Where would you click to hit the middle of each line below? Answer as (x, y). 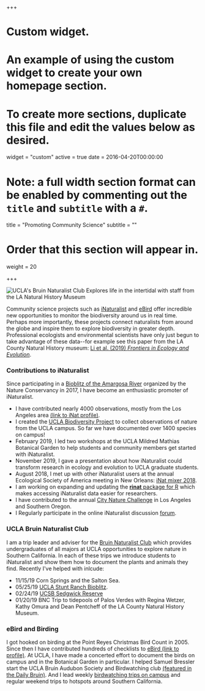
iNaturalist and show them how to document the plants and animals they (97, 562)
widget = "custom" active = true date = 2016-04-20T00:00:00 (85, 157)
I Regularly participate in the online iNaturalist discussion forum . (96, 513)
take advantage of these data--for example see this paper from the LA (95, 342)
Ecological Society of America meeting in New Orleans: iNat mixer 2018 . (106, 481)
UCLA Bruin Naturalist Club (47, 529)
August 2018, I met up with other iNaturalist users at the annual (95, 474)
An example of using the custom (90, 60)
